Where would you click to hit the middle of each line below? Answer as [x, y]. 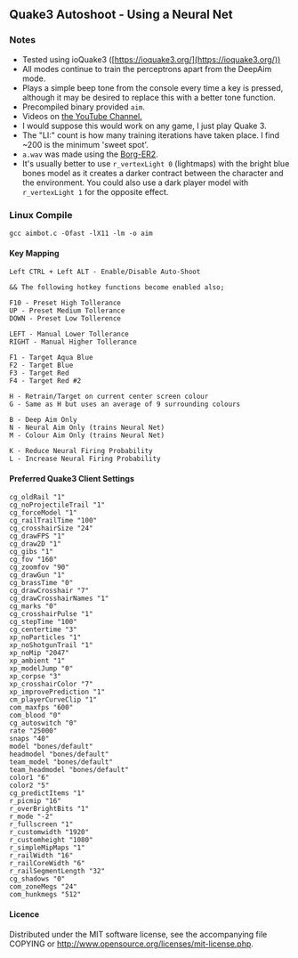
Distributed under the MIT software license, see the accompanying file [138, 934]
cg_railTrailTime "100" [53, 521]
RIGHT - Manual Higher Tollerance [73, 342]
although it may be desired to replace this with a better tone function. [149, 97]
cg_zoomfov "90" [39, 568]
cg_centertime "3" [43, 630]
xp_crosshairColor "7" [51, 685]
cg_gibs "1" [31, 552]
